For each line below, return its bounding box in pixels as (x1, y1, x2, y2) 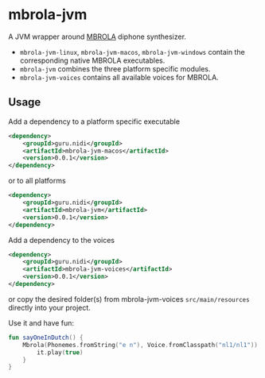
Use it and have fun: (8, 318, 74, 327)
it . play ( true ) (37, 348, 84, 357)
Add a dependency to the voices (8, 235, 115, 245)
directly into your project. (8, 303, 92, 312)
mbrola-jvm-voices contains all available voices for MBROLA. (19, 72, 219, 82)
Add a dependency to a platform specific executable (8, 117, 181, 126)
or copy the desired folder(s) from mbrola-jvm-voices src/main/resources (8, 294, 250, 303)
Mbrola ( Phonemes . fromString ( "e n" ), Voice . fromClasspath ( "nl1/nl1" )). (22, 341, 262, 349)
